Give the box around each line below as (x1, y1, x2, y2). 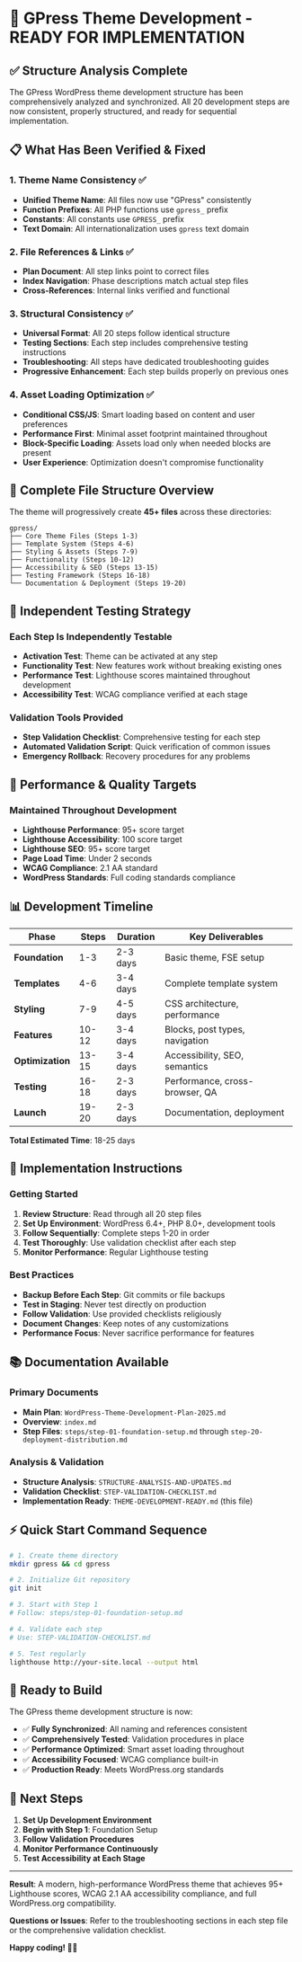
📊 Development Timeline (9, 899, 154, 915)
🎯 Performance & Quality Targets (9, 777, 198, 792)
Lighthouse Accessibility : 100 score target (22, 834, 182, 845)
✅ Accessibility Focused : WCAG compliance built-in (22, 1754, 218, 1765)
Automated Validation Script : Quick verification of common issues (22, 741, 271, 752)
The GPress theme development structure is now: (9, 1707, 193, 1718)
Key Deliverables (189, 930, 263, 943)
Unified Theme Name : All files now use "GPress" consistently (22, 194, 252, 205)
